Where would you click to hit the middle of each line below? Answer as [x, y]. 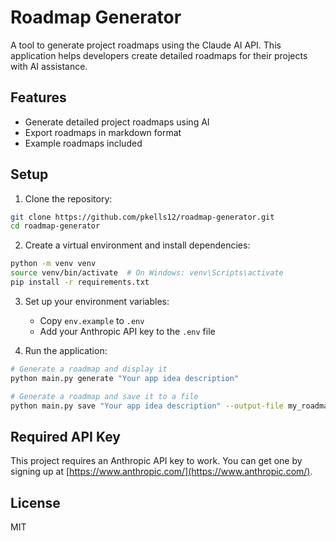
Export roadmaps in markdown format [103, 132]
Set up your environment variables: [97, 301]
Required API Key [66, 436]
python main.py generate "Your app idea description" [125, 378]
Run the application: [66, 350]
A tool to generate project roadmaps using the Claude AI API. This [146, 45]
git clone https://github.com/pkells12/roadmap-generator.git [142, 217]
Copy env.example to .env [92, 320]
